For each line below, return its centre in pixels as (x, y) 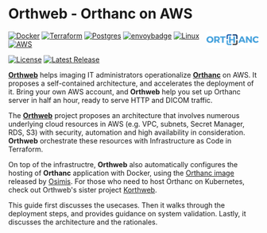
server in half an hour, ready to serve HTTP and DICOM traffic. (110, 100)
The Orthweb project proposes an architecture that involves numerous (124, 115)
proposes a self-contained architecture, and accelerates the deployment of (131, 83)
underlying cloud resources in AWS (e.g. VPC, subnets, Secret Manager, (126, 124)
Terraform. (26, 149)
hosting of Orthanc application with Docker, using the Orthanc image (121, 173)
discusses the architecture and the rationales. (83, 222)
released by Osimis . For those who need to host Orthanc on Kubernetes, (126, 181)
